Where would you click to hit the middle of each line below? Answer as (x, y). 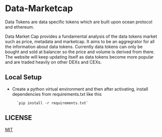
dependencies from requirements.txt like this (57, 94)
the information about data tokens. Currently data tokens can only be (74, 46)
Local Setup (24, 77)
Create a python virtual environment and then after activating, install (80, 89)
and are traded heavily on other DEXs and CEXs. (53, 62)
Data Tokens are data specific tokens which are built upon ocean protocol (79, 22)
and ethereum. (20, 27)
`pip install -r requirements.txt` (53, 103)
